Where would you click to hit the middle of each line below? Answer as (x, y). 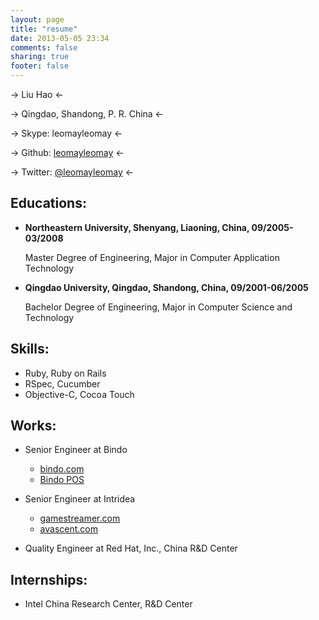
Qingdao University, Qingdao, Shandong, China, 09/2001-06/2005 (166, 287)
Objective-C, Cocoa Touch (79, 394)
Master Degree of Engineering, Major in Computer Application (152, 257)
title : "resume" (44, 29)
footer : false (40, 66)
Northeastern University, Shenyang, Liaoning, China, (137, 227)
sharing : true (40, 57)
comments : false (44, 47)
